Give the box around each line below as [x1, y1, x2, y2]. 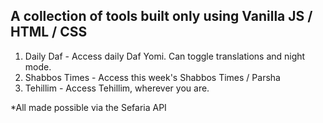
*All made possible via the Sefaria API [10, 101, 167, 113]
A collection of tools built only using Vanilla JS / [10, 8, 313, 25]
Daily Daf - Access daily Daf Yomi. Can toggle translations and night [24, 50, 306, 62]
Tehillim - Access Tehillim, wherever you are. [24, 82, 210, 94]
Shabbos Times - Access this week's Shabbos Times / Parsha [24, 71, 281, 83]
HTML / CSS [10, 24, 88, 41]
